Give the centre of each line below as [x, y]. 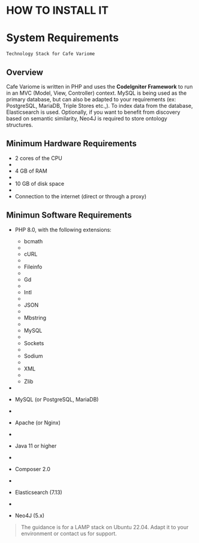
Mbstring [35, 318]
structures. [19, 125]
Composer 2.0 [33, 469]
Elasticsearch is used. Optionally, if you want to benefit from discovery [94, 112]
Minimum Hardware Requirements [71, 144]
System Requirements [62, 38]
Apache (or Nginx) [38, 423]
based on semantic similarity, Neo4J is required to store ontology [87, 118]
